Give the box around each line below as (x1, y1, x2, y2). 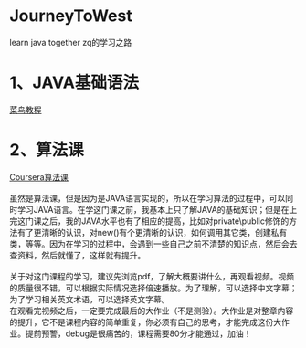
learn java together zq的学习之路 (9, 37, 132, 47)
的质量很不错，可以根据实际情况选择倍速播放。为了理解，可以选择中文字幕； (9, 282, 298, 293)
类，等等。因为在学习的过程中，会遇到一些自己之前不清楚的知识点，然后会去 (9, 238, 298, 249)
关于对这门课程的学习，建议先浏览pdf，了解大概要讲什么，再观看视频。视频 (9, 270, 295, 281)
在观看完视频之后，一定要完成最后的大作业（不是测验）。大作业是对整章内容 (9, 305, 294, 316)
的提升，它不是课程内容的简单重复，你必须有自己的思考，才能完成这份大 (9, 316, 281, 327)
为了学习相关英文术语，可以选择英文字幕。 (9, 293, 170, 304)
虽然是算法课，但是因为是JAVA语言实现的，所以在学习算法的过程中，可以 (9, 193, 286, 204)
